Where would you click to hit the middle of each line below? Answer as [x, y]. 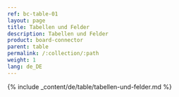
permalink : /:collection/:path [53, 54]
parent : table [28, 47]
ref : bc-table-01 [33, 14]
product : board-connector [45, 40]
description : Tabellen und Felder [58, 34]
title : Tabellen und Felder [49, 27]
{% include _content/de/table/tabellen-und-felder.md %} [90, 86]
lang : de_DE [25, 67]
